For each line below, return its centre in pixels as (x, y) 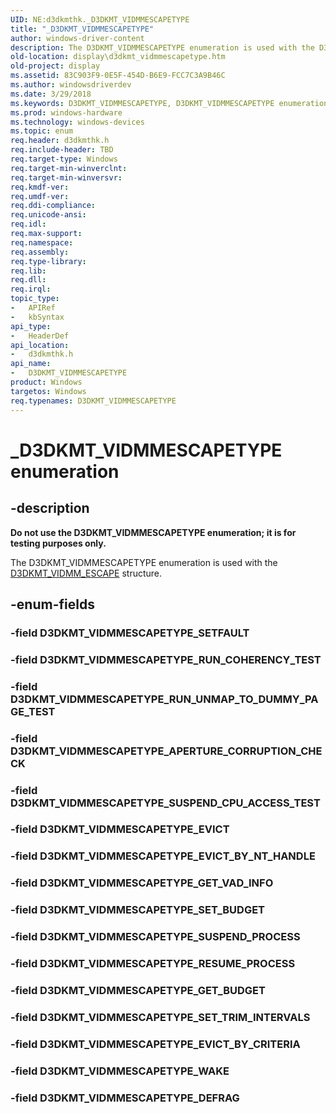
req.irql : (31, 289)
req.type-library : (48, 261)
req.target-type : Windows (64, 159)
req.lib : (28, 271)
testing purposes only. (58, 543)
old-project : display (55, 66)
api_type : (31, 326)
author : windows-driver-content (77, 38)
